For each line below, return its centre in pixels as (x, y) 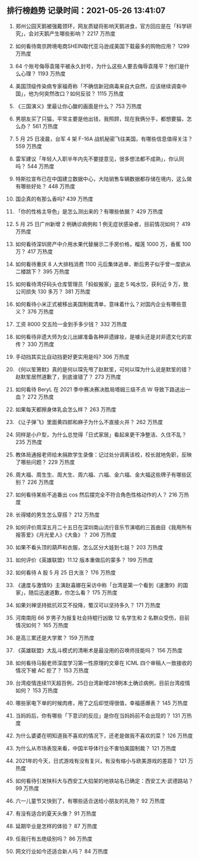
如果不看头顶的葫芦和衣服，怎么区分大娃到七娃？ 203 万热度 (89, 547)
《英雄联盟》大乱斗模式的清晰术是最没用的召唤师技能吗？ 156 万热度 (99, 650)
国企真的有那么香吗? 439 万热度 (54, 199)
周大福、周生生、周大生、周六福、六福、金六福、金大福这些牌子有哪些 (101, 474)
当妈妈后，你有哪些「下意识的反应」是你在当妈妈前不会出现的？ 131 (97, 715)
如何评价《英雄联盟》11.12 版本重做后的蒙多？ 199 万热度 (84, 560)
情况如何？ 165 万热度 (42, 625)
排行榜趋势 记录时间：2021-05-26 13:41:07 (86, 11)
